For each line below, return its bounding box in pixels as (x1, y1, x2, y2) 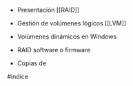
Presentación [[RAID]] (17, 6, 80, 14)
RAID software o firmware (17, 46, 91, 54)
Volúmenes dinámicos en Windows (17, 32, 117, 41)
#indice (7, 72, 29, 80)
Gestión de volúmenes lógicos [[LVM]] (17, 19, 127, 27)
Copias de (17, 59, 47, 67)
